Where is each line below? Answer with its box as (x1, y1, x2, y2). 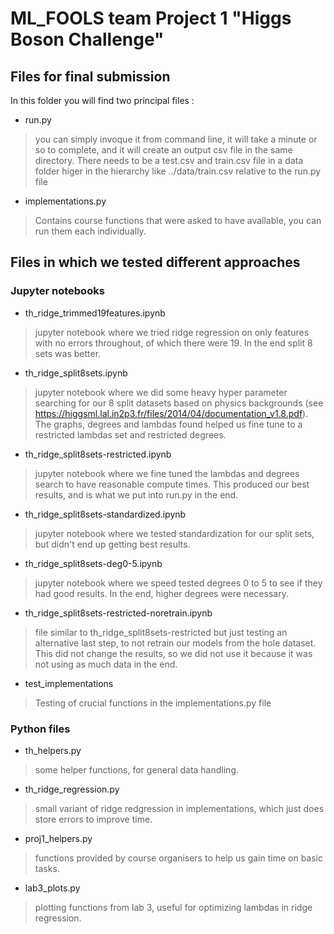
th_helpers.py (24, 744, 82, 756)
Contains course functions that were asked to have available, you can (34, 215, 322, 226)
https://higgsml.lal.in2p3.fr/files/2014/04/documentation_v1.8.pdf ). (34, 407, 309, 419)
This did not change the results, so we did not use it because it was (34, 647, 313, 659)
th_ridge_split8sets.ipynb (24, 367, 128, 379)
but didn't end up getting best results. (34, 538, 191, 550)
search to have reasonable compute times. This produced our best (34, 478, 310, 490)
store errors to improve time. (34, 813, 153, 825)
